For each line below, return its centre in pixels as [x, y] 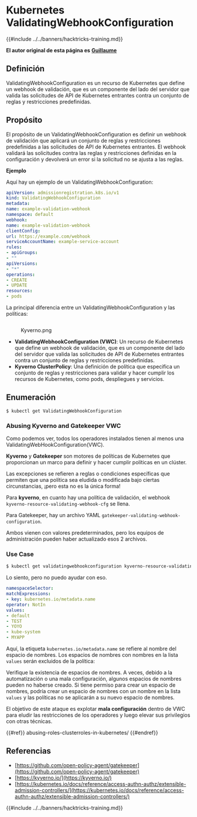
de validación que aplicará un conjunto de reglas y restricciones [84, 140]
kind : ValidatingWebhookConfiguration [53, 198]
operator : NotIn [26, 605]
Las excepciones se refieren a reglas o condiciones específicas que [88, 474]
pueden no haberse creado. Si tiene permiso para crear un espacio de [91, 685]
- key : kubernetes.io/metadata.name [51, 599]
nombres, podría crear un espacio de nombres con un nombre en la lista [93, 691]
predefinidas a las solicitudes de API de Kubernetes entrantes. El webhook [96, 147]
